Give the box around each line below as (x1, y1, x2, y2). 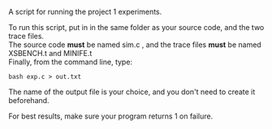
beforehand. (8, 96, 50, 105)
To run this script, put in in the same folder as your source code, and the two (8, 23, 265, 32)
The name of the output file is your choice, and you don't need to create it (8, 87, 256, 97)
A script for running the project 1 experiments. (8, 7, 162, 16)
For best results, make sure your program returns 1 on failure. (8, 111, 214, 121)
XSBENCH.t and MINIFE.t (8, 49, 93, 58)
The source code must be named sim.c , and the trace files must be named (8, 40, 261, 49)
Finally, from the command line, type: (8, 57, 132, 67)
